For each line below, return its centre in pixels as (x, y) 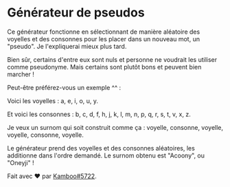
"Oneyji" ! (21, 162)
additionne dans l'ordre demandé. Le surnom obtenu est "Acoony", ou (106, 155)
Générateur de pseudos (76, 13)
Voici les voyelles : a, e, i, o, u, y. (53, 100)
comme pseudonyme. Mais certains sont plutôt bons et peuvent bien (104, 67)
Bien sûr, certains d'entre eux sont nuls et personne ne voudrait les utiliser (112, 59)
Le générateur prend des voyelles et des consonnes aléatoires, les (101, 148)
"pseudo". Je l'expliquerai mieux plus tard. (67, 46)
